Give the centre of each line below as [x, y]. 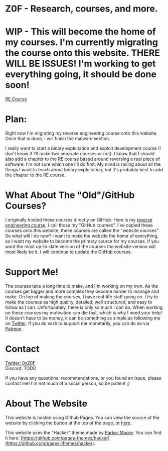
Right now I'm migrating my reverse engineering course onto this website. [81, 133]
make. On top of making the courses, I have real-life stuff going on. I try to [82, 296]
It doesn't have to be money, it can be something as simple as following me [83, 318]
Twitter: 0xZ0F [20, 363]
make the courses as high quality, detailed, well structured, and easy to [79, 302]
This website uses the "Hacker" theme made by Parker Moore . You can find [83, 432]
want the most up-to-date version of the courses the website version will [80, 246]
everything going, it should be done [81, 75]
